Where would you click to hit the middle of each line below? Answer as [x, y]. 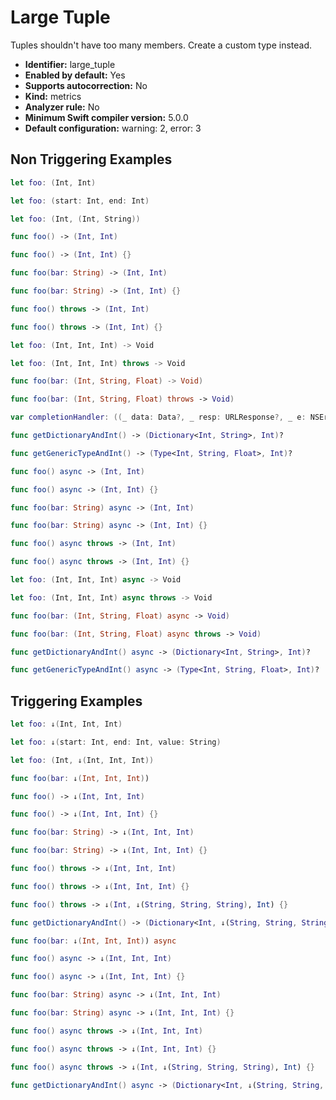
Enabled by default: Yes [75, 75]
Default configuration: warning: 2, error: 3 [113, 128]
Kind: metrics [53, 96]
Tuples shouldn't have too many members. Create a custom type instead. [161, 45]
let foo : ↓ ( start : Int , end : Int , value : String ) [116, 742]
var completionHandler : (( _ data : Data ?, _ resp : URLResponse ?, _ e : [158, 417]
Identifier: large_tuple [70, 64]
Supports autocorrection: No [86, 85]
